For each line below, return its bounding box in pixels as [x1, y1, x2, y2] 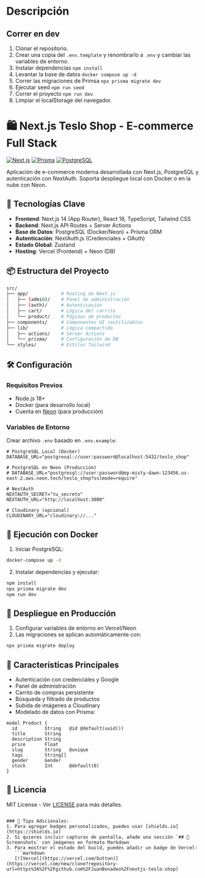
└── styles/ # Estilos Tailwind [6, 342, 111, 348]
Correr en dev [6, 29, 60, 39]
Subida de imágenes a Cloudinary [15, 702, 101, 709]
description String [12, 736, 62, 742]
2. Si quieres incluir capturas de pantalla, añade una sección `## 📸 [6, 834, 190, 840]
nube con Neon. [6, 181, 47, 189]
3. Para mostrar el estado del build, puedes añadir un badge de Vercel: [6, 844, 198, 851]
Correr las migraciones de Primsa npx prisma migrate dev [15, 77, 162, 84]
